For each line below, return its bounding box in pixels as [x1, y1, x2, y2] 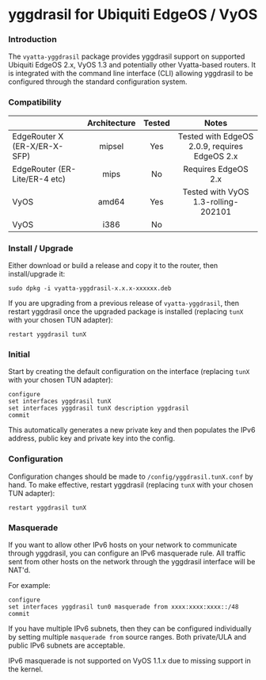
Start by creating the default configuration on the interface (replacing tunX [8, 367, 250, 376]
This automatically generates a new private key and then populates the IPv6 [8, 426, 256, 435]
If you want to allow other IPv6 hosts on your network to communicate [8, 540, 237, 549]
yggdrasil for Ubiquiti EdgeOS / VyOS [8, 6, 258, 24]
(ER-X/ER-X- [12, 140, 64, 151]
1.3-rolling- [192, 196, 239, 207]
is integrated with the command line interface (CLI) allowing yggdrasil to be [8, 69, 253, 78]
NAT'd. [8, 565, 31, 575]
